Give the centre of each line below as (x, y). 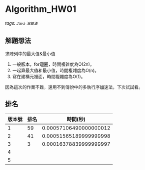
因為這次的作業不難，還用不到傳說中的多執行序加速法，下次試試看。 (74, 87)
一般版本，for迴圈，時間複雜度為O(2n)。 (53, 64)
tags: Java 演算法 (21, 23)
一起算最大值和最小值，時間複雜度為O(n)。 (56, 70)
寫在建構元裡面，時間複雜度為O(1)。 (49, 76)
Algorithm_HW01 (41, 9)
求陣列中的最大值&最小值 (30, 53)
